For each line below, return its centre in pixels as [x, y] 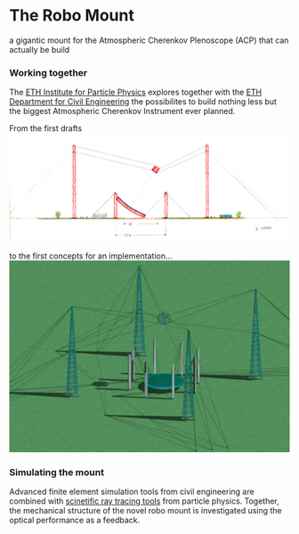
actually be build [40, 49]
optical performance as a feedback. [75, 520]
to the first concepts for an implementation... [91, 256]
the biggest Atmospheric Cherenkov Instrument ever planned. [122, 111]
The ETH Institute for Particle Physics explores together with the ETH [136, 92]
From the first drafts [46, 128]
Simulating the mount [57, 472]
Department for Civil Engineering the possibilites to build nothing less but [143, 102]
